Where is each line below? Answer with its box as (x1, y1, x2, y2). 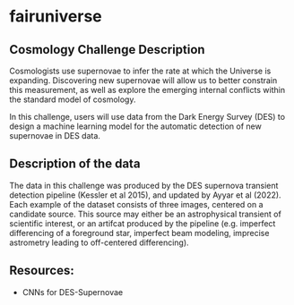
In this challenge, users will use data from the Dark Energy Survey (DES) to (9, 112, 285, 122)
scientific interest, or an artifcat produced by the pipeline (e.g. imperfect (9, 217, 276, 229)
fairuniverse (9, 6, 103, 27)
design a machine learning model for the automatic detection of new (9, 121, 262, 131)
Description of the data (9, 157, 141, 172)
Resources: (9, 263, 74, 278)
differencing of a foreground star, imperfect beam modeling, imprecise (9, 227, 270, 238)
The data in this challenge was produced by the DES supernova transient (9, 180, 279, 191)
